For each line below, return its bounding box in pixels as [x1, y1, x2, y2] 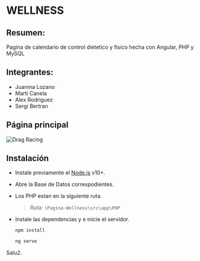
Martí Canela [14, 90, 47, 97]
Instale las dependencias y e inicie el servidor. [14, 216, 130, 223]
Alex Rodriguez [14, 96, 53, 103]
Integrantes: [6, 67, 54, 78]
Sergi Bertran [14, 102, 48, 109]
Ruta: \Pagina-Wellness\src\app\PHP [30, 204, 120, 211]
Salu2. [6, 249, 22, 256]
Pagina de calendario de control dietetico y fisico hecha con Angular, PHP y [6, 43, 194, 51]
